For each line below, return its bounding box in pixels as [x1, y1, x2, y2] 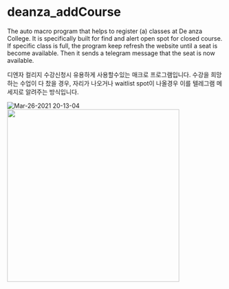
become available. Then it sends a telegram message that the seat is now [7, 49, 215, 57]
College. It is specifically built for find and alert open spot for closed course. [7, 34, 223, 42]
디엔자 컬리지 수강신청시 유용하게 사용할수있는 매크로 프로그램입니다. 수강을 [7, 70, 210, 79]
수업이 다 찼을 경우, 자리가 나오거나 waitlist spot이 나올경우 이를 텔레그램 [19, 79, 215, 87]
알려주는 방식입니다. [25, 88, 79, 96]
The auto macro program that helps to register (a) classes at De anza [7, 27, 203, 35]
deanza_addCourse [7, 4, 122, 20]
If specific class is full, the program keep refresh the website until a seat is [7, 41, 218, 50]
